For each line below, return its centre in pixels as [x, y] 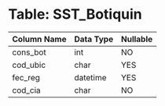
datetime [91, 77]
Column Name [39, 39]
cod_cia [26, 90]
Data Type [94, 39]
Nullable [137, 39]
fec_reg [26, 77]
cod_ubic [29, 65]
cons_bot [29, 52]
